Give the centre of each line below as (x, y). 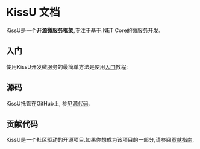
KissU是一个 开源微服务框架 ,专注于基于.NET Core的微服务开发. (83, 30)
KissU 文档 (33, 12)
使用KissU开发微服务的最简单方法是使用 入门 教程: (67, 66)
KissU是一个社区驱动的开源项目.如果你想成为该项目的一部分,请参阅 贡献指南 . (100, 140)
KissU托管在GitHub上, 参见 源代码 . (48, 103)
